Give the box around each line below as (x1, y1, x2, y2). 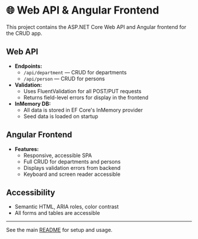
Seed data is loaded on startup (23, 113, 98, 120)
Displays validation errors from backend (23, 164, 121, 171)
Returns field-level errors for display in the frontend (23, 94, 148, 101)
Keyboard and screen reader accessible (23, 171, 121, 178)
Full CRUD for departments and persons (23, 158, 121, 165)
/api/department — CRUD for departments (23, 68, 127, 76)
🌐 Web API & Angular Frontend (6, 4, 159, 17)
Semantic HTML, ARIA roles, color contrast (14, 203, 119, 210)
